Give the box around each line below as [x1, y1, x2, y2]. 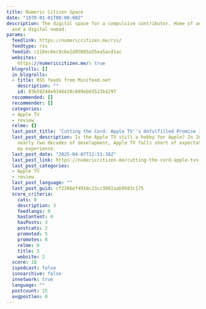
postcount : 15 [12, 288, 48, 294]
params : [6, 32, 26, 38]
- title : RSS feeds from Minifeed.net [12, 77, 112, 83]
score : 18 [12, 259, 37, 266]
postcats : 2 [17, 225, 48, 231]
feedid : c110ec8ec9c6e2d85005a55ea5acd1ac [12, 49, 122, 55]
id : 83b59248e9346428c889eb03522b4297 [17, 89, 116, 95]
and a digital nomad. [12, 26, 67, 32]
